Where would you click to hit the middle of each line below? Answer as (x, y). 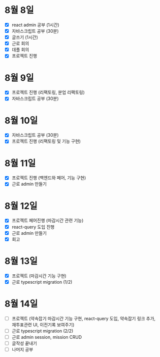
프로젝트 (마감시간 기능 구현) (39, 276)
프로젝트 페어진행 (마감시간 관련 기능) (48, 220)
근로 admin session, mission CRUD (47, 337)
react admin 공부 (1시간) (35, 25)
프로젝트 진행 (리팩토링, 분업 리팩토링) (48, 93)
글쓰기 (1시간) (25, 37)
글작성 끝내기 (24, 343)
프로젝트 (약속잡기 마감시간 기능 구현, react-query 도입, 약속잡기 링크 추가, (83, 318)
